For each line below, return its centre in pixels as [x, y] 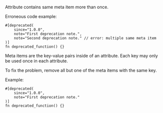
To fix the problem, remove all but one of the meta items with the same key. [81, 70]
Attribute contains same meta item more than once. [57, 7]
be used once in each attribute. [37, 61]
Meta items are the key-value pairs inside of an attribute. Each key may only [81, 56]
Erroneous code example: [31, 16]
